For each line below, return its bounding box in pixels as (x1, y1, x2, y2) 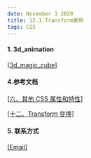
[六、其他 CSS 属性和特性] (7, 94, 83, 103)
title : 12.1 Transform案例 (7, 17, 84, 24)
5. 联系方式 (7, 127, 39, 136)
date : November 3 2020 (7, 10, 73, 18)
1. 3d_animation (7, 45, 55, 53)
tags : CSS (7, 23, 36, 30)
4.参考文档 (7, 78, 38, 86)
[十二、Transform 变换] (7, 110, 75, 118)
